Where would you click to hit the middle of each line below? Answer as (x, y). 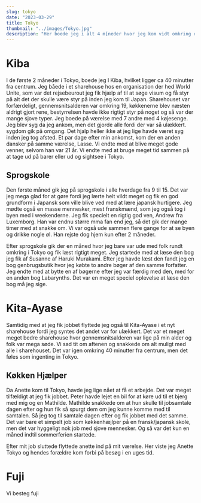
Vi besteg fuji (22, 493)
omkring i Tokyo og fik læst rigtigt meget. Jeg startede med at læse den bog (100, 252)
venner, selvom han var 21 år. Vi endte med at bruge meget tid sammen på (98, 150)
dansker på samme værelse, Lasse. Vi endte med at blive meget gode (92, 144)
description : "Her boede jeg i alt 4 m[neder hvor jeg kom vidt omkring (99, 34)
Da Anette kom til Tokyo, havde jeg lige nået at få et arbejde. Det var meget (99, 390)
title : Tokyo (22, 23)
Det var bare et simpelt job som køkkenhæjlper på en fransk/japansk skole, (98, 422)
